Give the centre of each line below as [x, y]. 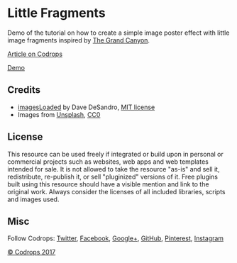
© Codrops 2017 [32, 252]
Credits [24, 90]
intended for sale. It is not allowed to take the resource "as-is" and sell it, [114, 169]
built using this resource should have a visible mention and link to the [108, 184]
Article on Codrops [35, 54]
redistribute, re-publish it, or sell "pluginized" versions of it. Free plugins [113, 177]
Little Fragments [56, 13]
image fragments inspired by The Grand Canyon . [79, 40]
